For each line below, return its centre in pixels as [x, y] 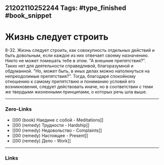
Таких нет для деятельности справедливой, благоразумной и [69, 66]
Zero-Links [19, 109]
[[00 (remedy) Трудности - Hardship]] [51, 125]
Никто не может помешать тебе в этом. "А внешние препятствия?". [76, 61]
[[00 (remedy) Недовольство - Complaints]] [57, 130]
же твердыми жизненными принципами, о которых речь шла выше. [76, 92]
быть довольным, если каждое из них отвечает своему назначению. [77, 55]
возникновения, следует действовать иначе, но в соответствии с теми [79, 87]
